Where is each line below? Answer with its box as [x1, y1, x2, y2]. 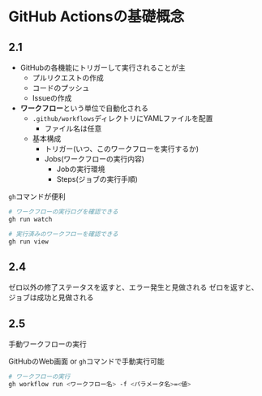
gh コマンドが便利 [8, 192, 67, 201]
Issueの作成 [32, 93, 72, 102]
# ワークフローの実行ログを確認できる [8, 208, 119, 216]
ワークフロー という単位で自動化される [19, 103, 148, 113]
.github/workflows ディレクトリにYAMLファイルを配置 [32, 114, 213, 123]
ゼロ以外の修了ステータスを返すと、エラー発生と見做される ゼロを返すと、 [8, 282, 259, 292]
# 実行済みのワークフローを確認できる [8, 230, 119, 238]
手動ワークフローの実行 [8, 339, 87, 349]
